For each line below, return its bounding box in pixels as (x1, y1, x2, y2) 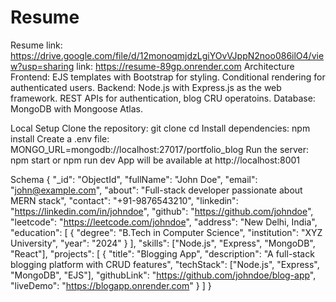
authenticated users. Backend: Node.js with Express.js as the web (10, 81, 282, 93)
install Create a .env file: (10, 132, 110, 145)
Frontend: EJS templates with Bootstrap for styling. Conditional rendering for (10, 71, 326, 83)
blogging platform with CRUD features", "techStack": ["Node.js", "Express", (10, 258, 320, 270)
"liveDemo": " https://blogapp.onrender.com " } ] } (10, 279, 212, 291)
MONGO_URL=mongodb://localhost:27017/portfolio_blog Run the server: (10, 143, 310, 155)
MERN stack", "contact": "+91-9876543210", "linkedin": (10, 194, 239, 206)
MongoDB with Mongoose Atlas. (10, 102, 143, 115)
